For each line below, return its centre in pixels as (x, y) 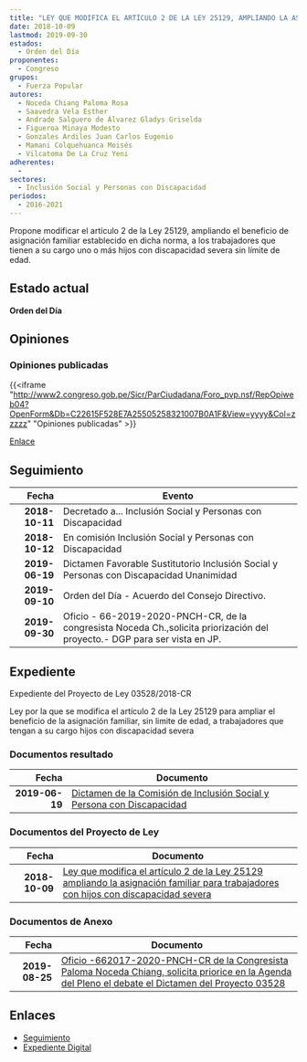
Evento (178, 496)
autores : (26, 94)
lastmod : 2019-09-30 (49, 35)
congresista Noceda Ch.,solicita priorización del (166, 628)
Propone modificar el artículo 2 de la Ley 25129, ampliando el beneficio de (149, 230)
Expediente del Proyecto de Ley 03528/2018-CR (101, 694)
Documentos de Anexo (61, 921)
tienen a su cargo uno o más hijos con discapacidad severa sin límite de (145, 250)
